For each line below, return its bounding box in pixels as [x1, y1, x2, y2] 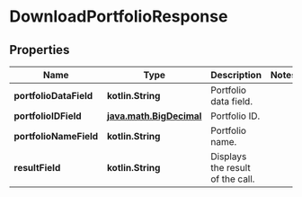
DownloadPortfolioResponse [9, 6, 228, 27]
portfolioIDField [13, 110, 83, 122]
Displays [210, 150, 247, 163]
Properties [9, 42, 70, 58]
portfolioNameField [13, 130, 99, 142]
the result [210, 162, 251, 174]
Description [210, 69, 262, 81]
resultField [13, 162, 61, 174]
